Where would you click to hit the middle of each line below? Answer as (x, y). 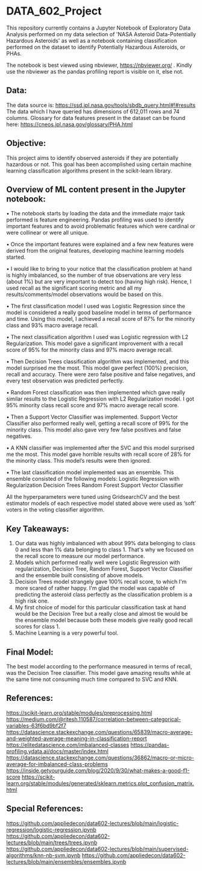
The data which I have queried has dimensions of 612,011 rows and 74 (93, 111)
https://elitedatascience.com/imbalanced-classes (68, 745)
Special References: (45, 809)
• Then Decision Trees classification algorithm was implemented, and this (98, 362)
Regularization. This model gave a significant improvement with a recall (95, 344)
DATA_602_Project (54, 11)
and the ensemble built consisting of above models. (79, 575)
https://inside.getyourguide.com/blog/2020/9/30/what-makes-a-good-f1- (98, 770)
